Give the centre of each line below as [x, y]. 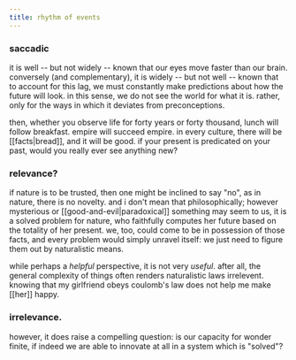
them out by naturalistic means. [66, 249]
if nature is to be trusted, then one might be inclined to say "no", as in [135, 193]
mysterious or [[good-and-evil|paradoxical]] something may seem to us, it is [148, 211]
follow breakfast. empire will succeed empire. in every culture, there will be [146, 131]
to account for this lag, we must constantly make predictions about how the [147, 86]
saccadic [29, 48]
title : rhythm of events [55, 17]
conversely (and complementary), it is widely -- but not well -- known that [144, 77]
